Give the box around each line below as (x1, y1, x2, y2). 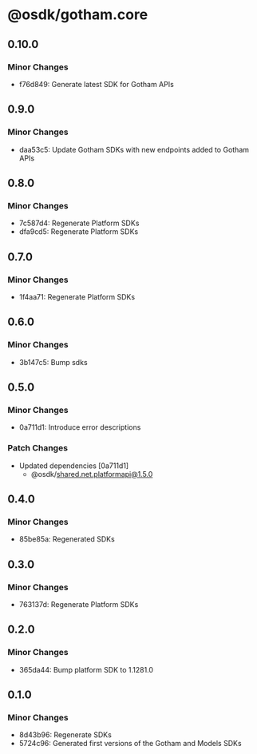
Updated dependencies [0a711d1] (18, 461, 129, 470)
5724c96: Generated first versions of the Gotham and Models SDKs (18, 739, 242, 748)
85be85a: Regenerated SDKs (18, 534, 115, 544)
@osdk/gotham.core (7, 6, 148, 24)
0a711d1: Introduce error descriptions (18, 423, 141, 432)
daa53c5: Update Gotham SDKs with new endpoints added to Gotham (18, 145, 249, 154)
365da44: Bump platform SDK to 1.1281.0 (18, 665, 153, 674)
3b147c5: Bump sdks (18, 357, 89, 367)
